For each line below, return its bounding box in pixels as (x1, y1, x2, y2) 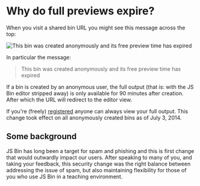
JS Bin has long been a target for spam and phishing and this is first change (6, 147, 195, 154)
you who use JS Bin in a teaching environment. (6, 173, 123, 180)
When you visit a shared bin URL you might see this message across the (6, 24, 186, 31)
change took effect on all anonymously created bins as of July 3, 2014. (6, 114, 182, 121)
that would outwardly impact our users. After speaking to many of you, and (6, 154, 193, 161)
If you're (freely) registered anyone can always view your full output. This (6, 107, 189, 115)
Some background (6, 131, 77, 142)
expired (20, 71, 40, 79)
